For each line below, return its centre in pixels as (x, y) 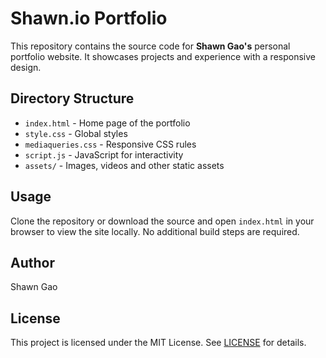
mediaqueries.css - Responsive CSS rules (110, 144)
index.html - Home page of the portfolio (107, 123)
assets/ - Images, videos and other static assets (124, 165)
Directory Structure (72, 98)
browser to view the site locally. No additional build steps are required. (155, 231)
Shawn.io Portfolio (89, 18)
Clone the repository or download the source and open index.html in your (162, 221)
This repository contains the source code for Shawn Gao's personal (150, 46)
